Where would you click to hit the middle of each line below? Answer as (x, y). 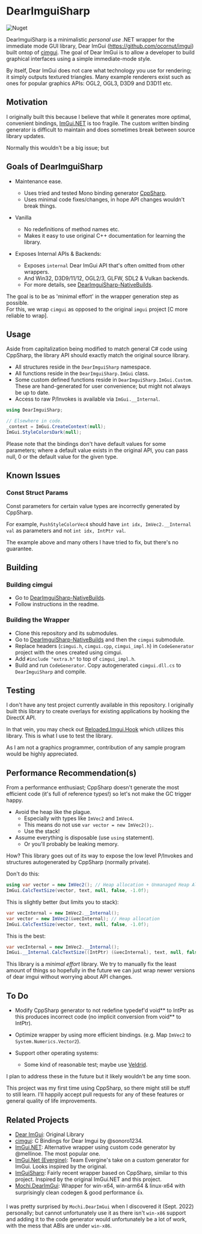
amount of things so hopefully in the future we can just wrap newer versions (101, 970)
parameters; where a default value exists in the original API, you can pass (97, 450)
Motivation (27, 102)
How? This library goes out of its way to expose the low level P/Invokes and (100, 856)
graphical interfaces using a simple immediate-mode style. (79, 59)
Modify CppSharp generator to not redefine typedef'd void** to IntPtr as (104, 1010)
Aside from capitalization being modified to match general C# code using (97, 349)
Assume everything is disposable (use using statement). (84, 838)
